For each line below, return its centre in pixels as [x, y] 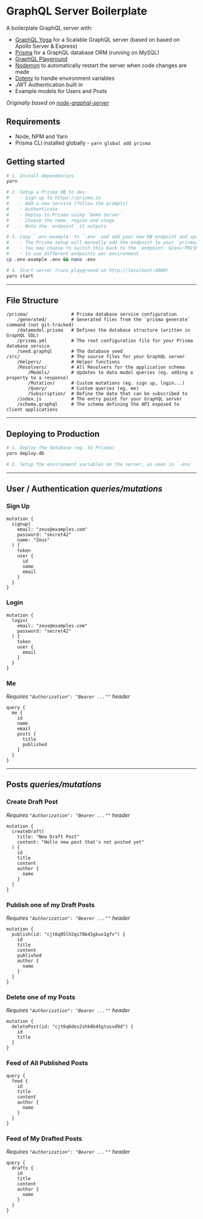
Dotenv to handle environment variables [65, 78]
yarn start [20, 276]
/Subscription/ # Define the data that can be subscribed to [108, 394]
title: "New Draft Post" [48, 837]
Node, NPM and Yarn [41, 136]
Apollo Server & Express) [46, 46]
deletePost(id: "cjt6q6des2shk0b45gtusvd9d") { [73, 1027]
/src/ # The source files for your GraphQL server [96, 357]
